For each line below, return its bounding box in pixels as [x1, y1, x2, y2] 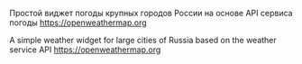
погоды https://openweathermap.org [9, 17, 147, 28]
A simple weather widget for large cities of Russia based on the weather [9, 35, 277, 45]
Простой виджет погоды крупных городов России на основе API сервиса [9, 8, 293, 18]
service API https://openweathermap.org [9, 44, 161, 55]
